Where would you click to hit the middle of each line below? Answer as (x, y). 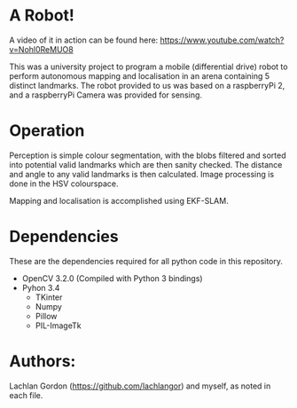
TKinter (49, 297)
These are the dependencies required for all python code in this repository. (146, 261)
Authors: (43, 361)
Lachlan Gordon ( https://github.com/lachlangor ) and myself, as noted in (140, 386)
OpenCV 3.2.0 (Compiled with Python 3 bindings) (112, 278)
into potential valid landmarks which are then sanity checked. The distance (146, 164)
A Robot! (42, 16)
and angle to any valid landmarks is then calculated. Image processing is (142, 174)
